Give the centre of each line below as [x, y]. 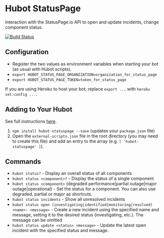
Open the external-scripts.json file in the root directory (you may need [85, 136]
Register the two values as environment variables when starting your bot [85, 64]
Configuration [27, 52]
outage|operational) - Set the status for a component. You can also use [84, 189]
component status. [24, 27]
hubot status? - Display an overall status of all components [72, 173]
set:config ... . [21, 94]
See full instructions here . [31, 121]
